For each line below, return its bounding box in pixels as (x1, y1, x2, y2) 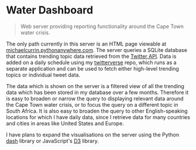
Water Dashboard (6, 4, 94, 17)
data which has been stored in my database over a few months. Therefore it (6, 89, 189, 96)
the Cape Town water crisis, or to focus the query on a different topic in (6, 101, 178, 108)
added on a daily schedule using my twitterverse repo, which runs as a (6, 59, 177, 66)
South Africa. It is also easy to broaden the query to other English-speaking (6, 107, 188, 114)
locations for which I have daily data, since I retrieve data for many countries (6, 113, 190, 120)
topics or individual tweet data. (6, 71, 81, 78)
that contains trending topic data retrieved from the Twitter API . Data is (6, 53, 177, 60)
